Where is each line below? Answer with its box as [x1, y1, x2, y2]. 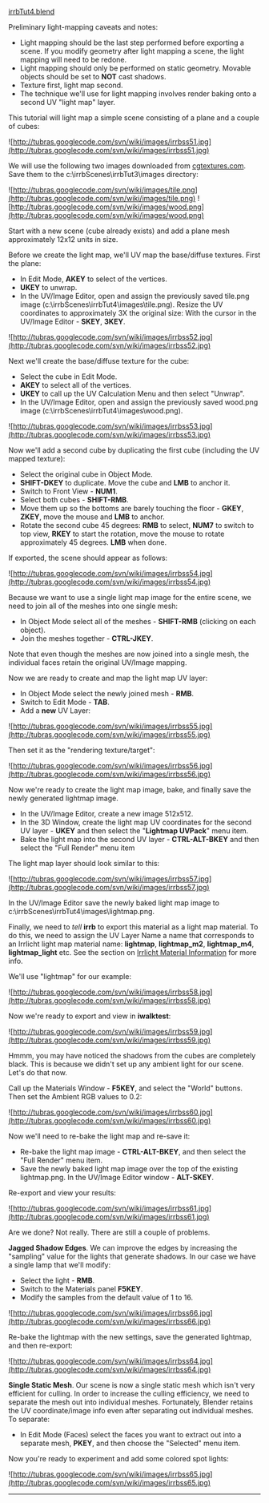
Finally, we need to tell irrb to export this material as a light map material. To [8, 922, 259, 932]
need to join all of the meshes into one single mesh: [8, 601, 179, 610]
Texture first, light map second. [19, 80, 123, 90]
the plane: [8, 259, 42, 268]
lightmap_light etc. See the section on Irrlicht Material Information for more [8, 948, 257, 957]
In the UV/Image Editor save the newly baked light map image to [8, 898, 220, 908]
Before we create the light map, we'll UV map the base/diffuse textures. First [8, 250, 261, 260]
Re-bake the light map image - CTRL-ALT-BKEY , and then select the [19, 1147, 247, 1156]
